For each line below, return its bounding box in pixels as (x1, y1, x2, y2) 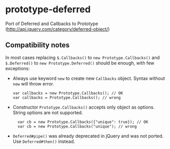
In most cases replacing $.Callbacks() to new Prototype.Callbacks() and (5, 54, 160, 60)
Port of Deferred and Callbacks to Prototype (5, 20, 98, 27)
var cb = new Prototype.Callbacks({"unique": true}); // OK (17, 119, 148, 124)
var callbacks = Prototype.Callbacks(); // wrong (12, 95, 121, 100)
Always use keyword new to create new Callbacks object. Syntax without (12, 75, 165, 81)
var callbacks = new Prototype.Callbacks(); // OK (12, 91, 123, 96)
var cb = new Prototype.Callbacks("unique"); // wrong (17, 124, 137, 129)
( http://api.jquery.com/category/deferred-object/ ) (5, 26, 110, 32)
